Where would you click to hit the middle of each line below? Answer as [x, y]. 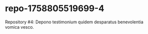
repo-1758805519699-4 [55, 8]
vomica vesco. [20, 27]
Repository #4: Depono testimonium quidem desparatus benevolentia [74, 22]
